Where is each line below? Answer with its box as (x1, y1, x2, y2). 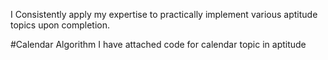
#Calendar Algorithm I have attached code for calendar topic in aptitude (10, 39, 307, 50)
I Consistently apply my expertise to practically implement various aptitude (10, 9, 318, 20)
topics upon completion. (10, 19, 111, 31)
